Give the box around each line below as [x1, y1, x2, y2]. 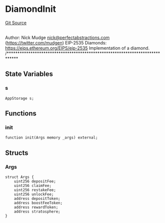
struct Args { [5, 175, 34, 180]
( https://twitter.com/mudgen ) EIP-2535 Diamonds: [5, 39, 107, 45]
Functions [5, 110, 37, 118]
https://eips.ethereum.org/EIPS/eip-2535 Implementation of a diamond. [5, 45, 150, 51]
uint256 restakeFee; [14, 187, 56, 192]
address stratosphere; [14, 209, 61, 214]
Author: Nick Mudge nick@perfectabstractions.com [5, 35, 110, 40]
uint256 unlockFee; [14, 192, 54, 197]
